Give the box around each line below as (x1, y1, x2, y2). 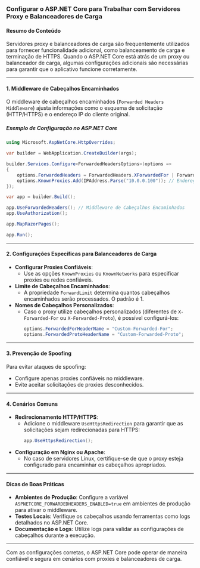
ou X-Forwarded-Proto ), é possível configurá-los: (60, 314, 179, 321)
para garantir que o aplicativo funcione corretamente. (6, 66, 137, 73)
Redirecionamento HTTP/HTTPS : (14, 413, 98, 421)
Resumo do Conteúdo (6, 27, 61, 34)
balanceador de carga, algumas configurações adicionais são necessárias (6, 59, 189, 67)
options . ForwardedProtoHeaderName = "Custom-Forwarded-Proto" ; (23, 331, 185, 337)
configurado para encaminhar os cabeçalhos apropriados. (23, 461, 167, 468)
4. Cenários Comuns (6, 400, 58, 408)
